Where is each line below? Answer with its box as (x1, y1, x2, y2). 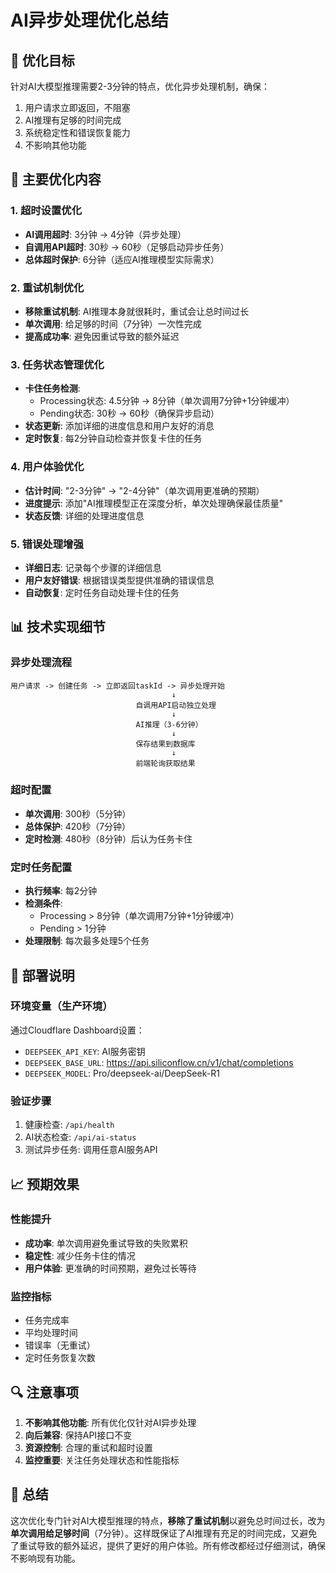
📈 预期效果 (10, 1176, 80, 1193)
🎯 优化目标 (10, 52, 75, 69)
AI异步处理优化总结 (10, 9, 169, 32)
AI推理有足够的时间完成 (24, 114, 122, 126)
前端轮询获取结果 (135, 758, 196, 768)
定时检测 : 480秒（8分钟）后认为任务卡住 (24, 832, 193, 845)
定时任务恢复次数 (24, 1352, 96, 1364)
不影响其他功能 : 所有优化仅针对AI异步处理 (24, 1416, 197, 1428)
